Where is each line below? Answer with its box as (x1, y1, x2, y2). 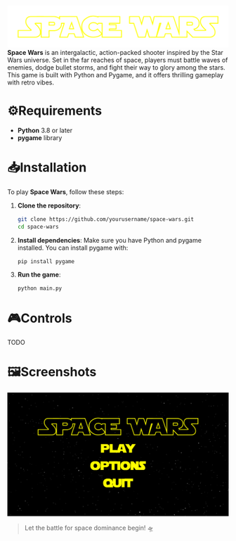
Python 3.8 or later (17, 126, 73, 134)
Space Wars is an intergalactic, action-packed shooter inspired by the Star (7, 48, 223, 56)
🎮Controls (7, 310, 72, 326)
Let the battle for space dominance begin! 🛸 (24, 523, 155, 533)
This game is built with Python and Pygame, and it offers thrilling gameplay (7, 70, 224, 79)
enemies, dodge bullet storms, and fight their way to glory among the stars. (7, 63, 226, 72)
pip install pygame (17, 257, 75, 265)
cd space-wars (17, 223, 59, 230)
